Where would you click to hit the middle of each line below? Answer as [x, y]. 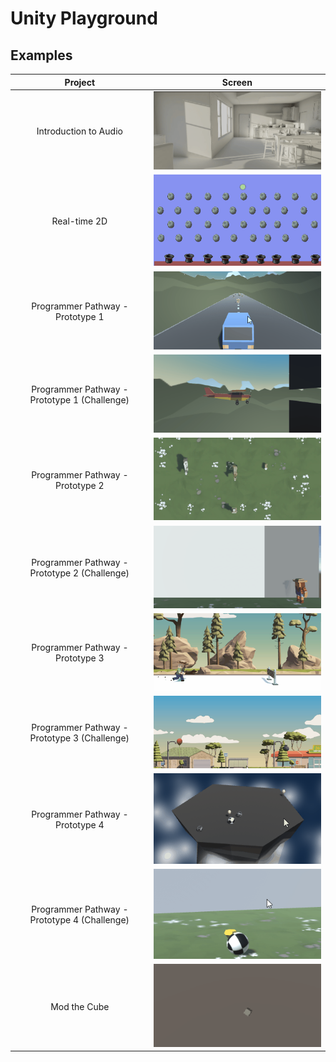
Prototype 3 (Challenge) [79, 738]
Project [80, 82]
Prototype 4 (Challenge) [79, 920]
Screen [237, 82]
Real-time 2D [79, 221]
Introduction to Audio [79, 131]
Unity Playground [84, 18]
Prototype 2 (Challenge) [79, 573]
